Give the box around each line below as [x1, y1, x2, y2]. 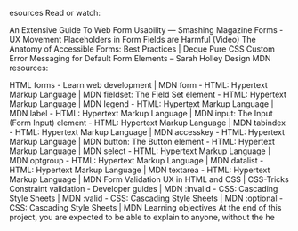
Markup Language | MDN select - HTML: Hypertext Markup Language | [9, 146, 271, 156]
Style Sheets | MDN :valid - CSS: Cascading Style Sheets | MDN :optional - [9, 193, 283, 203]
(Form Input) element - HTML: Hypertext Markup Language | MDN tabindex [9, 117, 286, 128]
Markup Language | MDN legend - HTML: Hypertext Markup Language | [9, 99, 274, 109]
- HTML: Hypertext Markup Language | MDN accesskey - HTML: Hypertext [9, 127, 285, 137]
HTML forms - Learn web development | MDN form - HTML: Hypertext [9, 80, 269, 90]
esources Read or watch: [9, 8, 101, 18]
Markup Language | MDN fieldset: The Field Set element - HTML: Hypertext [9, 89, 286, 100]
